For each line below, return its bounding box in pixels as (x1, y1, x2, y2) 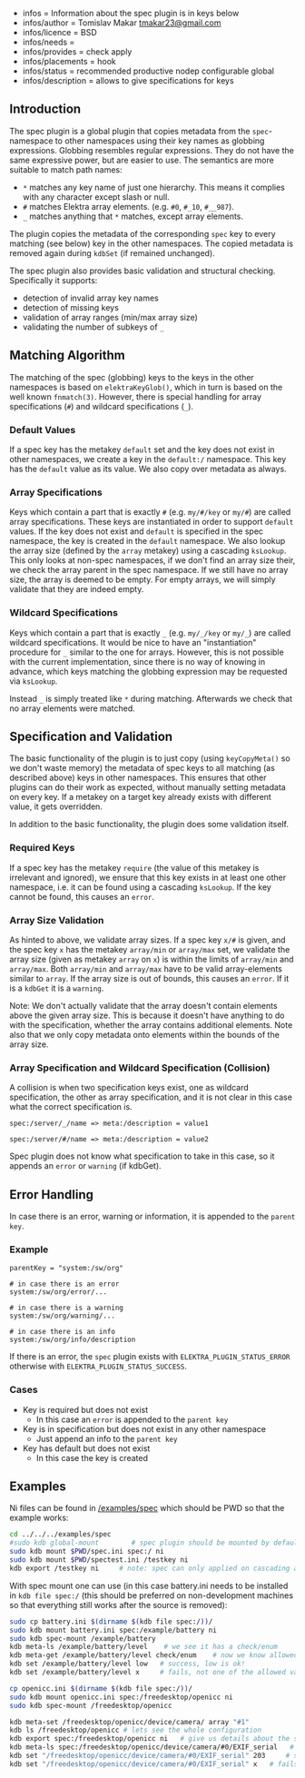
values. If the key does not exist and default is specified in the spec (9, 526, 264, 537)
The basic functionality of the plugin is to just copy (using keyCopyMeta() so (9, 753, 290, 764)
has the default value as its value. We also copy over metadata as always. (9, 463, 288, 474)
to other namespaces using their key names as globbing (54, 135, 265, 146)
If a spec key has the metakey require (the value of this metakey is (9, 862, 260, 873)
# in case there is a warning (9, 1303, 124, 1313)
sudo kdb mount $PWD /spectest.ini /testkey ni (9, 1556, 189, 1565)
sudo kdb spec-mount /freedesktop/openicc (9, 1701, 172, 1710)
